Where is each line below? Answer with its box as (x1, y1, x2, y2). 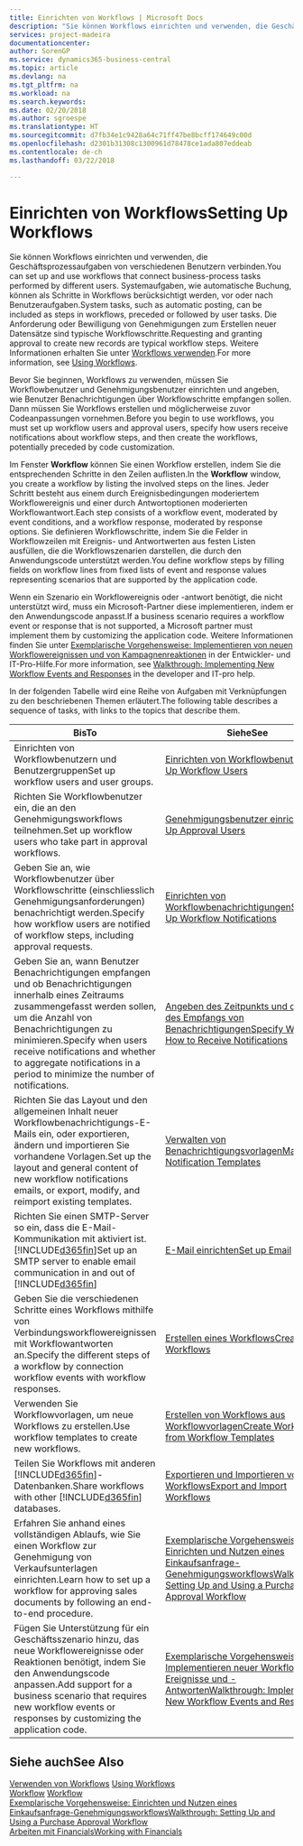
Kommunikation (14, 1233, 80, 1246)
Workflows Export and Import (165, 1480, 287, 1492)
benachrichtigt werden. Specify (14, 906, 145, 919)
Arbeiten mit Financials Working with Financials (9, 1826, 183, 1837)
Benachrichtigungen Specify (165, 1023, 284, 1035)
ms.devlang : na (9, 72, 67, 81)
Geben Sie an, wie (14, 861, 91, 874)
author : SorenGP (9, 47, 70, 56)
